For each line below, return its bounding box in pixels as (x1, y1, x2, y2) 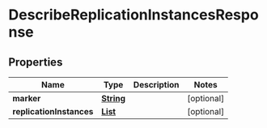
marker (12, 93, 41, 104)
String (100, 93, 126, 104)
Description (133, 79, 180, 90)
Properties (8, 55, 63, 69)
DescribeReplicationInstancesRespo (8, 6, 259, 24)
